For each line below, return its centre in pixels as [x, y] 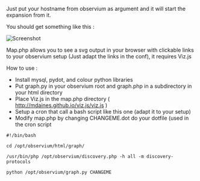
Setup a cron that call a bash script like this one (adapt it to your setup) [103, 112]
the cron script [33, 124]
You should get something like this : [50, 27]
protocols [19, 162]
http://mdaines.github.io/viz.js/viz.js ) [61, 105]
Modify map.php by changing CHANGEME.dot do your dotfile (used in [102, 118]
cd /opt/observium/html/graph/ [45, 146]
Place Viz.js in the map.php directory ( [62, 99]
